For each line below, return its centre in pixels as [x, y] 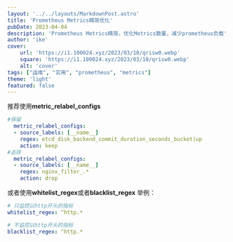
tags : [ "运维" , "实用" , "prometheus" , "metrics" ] [79, 72]
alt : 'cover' [39, 66]
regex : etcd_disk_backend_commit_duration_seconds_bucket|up [111, 139]
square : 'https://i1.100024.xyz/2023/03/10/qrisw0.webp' [105, 60]
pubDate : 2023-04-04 [38, 27]
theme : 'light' [29, 79]
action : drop [39, 179]
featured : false [31, 86]
